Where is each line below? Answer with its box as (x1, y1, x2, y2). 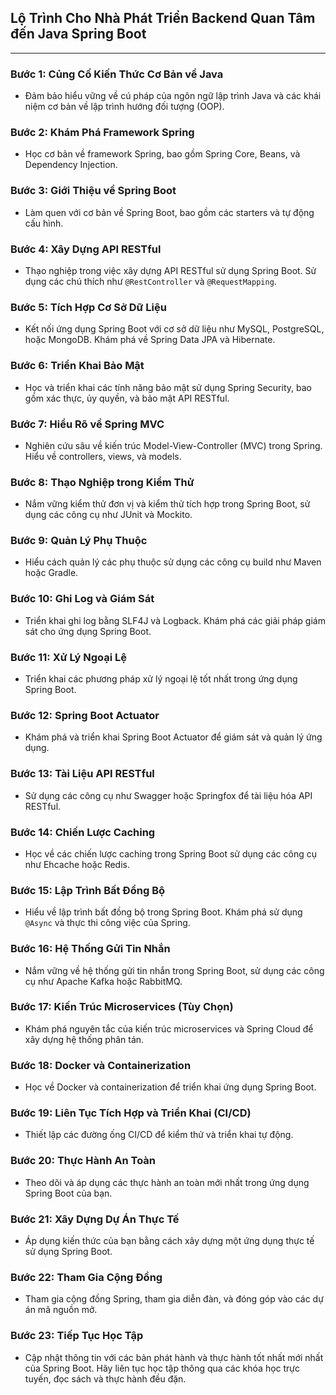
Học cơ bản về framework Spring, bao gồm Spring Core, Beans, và (24, 148, 301, 160)
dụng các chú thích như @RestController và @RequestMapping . (24, 276, 277, 287)
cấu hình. (24, 217, 64, 229)
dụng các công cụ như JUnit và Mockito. (24, 509, 193, 521)
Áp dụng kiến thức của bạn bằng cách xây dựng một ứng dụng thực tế (24, 1235, 315, 1247)
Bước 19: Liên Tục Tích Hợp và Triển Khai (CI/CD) (10, 1106, 252, 1120)
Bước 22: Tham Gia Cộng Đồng (10, 1270, 163, 1284)
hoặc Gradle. (24, 567, 79, 579)
